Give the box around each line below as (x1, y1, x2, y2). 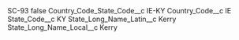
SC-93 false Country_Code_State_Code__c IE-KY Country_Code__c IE (7, 6, 232, 15)
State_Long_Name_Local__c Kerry (7, 23, 118, 32)
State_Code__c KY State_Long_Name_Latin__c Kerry (7, 14, 177, 24)
